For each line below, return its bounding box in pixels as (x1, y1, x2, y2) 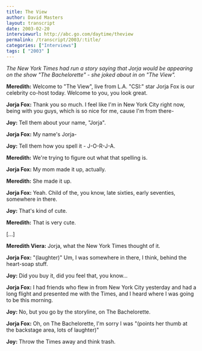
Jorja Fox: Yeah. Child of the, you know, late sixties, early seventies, (6, 189, 176, 196)
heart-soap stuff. (6, 260, 48, 267)
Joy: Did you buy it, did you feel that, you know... (6, 272, 128, 279)
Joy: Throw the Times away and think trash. (6, 338, 116, 345)
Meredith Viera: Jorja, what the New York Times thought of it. (6, 242, 161, 249)
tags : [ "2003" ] (6, 48, 50, 54)
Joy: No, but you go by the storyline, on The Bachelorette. (6, 308, 151, 315)
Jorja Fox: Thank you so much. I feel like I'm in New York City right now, (6, 101, 185, 108)
